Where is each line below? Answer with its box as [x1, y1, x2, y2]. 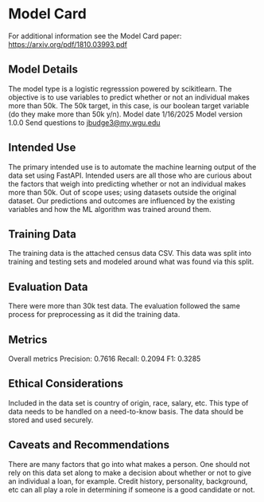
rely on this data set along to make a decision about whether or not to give [8, 468, 252, 477]
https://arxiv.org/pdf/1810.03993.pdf [8, 39, 127, 49]
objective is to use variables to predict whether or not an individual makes [8, 92, 250, 102]
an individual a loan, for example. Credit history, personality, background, [8, 476, 248, 486]
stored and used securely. [8, 415, 94, 425]
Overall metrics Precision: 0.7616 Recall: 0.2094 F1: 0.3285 [8, 354, 201, 363]
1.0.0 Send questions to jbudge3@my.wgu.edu [8, 117, 161, 127]
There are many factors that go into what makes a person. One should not [8, 459, 250, 469]
